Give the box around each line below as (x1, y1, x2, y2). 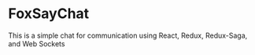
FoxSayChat (8, 5, 90, 23)
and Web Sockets (8, 38, 65, 48)
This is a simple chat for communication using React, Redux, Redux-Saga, (8, 31, 248, 40)
